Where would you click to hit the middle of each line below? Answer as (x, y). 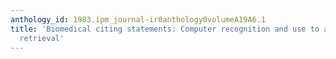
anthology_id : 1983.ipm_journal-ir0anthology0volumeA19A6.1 (138, 19)
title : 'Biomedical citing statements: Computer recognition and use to (165, 29)
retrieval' (42, 38)
